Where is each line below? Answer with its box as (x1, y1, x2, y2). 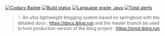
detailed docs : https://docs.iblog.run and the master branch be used (17, 20, 160, 26)
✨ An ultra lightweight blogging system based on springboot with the (17, 14, 160, 20)
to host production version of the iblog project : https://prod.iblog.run (17, 25, 160, 31)
